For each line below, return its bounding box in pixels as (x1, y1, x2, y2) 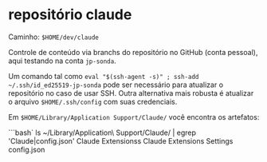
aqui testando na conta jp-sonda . (8, 56, 117, 65)
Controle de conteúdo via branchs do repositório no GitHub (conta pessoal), (8, 47, 258, 57)
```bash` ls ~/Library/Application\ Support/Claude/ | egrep (8, 128, 197, 137)
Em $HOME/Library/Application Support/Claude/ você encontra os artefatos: (8, 112, 260, 121)
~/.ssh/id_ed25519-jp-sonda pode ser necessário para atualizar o (8, 80, 224, 89)
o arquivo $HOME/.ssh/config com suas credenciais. (8, 97, 178, 106)
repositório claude (8, 6, 132, 24)
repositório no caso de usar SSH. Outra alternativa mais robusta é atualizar (8, 88, 254, 97)
